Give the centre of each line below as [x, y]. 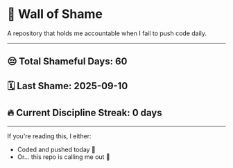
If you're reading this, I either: [49, 136]
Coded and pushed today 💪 [56, 149]
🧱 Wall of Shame [55, 14]
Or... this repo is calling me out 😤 [64, 157]
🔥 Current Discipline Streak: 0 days [85, 113]
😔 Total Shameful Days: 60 [67, 62]
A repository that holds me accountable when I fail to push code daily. [107, 33]
